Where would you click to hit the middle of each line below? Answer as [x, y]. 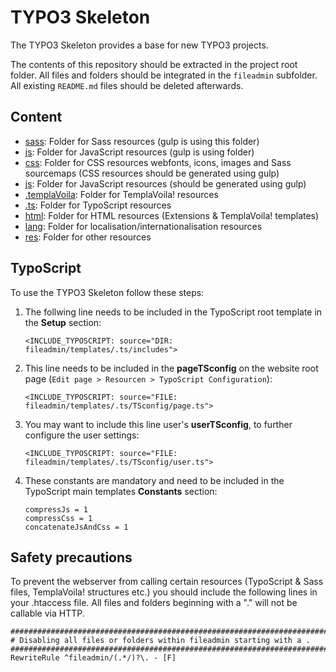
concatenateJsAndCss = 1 [76, 527]
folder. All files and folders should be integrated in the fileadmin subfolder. [164, 75]
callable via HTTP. [47, 613]
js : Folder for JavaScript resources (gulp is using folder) [139, 152]
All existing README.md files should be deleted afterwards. [127, 85]
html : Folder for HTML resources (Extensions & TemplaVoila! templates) [172, 215]
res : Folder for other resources [88, 237]
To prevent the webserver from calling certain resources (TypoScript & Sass [167, 582]
